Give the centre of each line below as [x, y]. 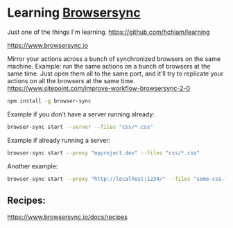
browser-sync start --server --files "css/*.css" [80, 127]
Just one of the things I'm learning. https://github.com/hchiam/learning [109, 32]
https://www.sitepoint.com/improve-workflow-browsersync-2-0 [99, 88]
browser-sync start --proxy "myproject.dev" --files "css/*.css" [103, 153]
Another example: [33, 166]
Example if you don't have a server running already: [81, 114]
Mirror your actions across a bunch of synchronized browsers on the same [114, 59]
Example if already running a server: [59, 140]
